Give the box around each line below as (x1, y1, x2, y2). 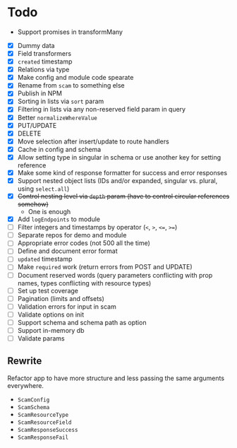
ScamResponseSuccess (17, 426, 78, 433)
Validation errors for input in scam (17, 302, 116, 311)
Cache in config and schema (17, 145, 102, 153)
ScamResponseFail (17, 434, 69, 441)
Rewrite (7, 355, 42, 367)
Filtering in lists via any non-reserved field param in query (17, 105, 186, 114)
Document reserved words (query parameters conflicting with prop (17, 271, 213, 279)
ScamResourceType (17, 411, 69, 418)
